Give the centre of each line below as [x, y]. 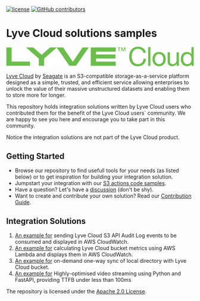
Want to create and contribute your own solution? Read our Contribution [103, 196]
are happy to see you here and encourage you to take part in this [86, 119]
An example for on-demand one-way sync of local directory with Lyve [101, 261]
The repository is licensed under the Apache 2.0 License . [76, 291]
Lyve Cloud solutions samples [82, 33]
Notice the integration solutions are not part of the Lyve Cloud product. [93, 137]
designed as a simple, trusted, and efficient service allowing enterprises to [98, 82]
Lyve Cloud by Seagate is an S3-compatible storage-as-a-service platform [98, 76]
